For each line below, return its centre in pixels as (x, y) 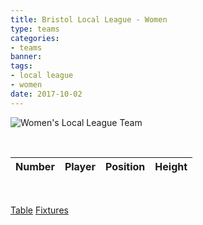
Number (35, 166)
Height (171, 166)
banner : (26, 57)
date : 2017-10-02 (46, 94)
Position (125, 166)
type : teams (35, 29)
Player (80, 166)
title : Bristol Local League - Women (89, 19)
